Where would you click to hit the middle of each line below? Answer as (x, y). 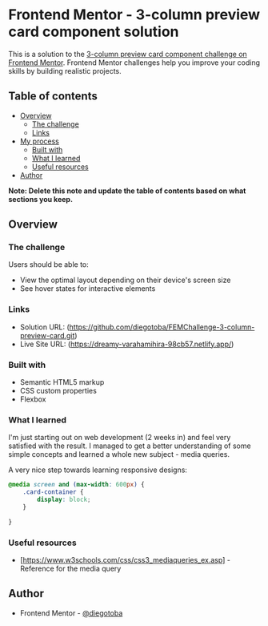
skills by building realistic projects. (65, 71)
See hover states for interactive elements (88, 289)
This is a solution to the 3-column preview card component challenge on (128, 54)
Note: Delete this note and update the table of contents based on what (127, 191)
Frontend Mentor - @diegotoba (71, 613)
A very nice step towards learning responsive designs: (98, 470)
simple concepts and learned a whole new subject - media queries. (119, 454)
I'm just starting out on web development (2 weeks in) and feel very (120, 438)
